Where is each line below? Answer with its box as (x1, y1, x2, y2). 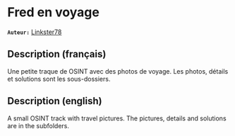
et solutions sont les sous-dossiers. (7, 74, 111, 83)
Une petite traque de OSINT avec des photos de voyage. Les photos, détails (7, 67, 229, 75)
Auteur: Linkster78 (7, 28, 62, 36)
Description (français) (7, 48, 107, 60)
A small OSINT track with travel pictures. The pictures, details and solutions (7, 114, 227, 123)
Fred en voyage (7, 4, 100, 21)
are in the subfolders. (7, 121, 69, 130)
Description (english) (7, 95, 102, 107)
